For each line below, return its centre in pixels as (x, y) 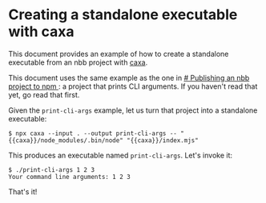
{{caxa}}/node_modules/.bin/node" (66, 140)
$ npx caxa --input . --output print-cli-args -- (93, 133)
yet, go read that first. (44, 94)
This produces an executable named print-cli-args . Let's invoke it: (121, 155)
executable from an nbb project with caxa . (78, 62)
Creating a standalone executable (123, 15)
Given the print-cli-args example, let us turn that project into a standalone (133, 110)
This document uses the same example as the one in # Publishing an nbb (129, 78)
